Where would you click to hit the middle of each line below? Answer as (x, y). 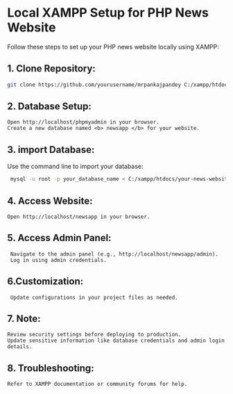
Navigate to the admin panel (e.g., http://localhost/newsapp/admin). (114, 254)
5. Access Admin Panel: (59, 238)
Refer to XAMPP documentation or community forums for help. (97, 384)
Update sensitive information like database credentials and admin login (116, 341)
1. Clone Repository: (51, 68)
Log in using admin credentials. (59, 260)
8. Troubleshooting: (51, 368)
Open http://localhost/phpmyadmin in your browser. (83, 122)
